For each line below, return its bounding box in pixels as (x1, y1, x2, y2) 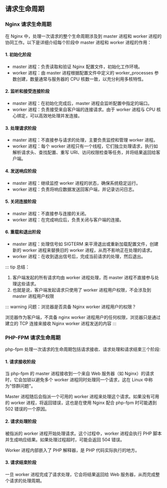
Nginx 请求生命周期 (5, 21, 52, 28)
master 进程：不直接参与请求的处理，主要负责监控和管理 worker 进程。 (12, 137, 158, 143)
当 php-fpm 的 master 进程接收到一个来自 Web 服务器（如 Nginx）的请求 (5, 371, 155, 377)
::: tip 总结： (5, 264, 30, 270)
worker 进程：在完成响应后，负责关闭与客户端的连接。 (12, 217, 124, 223)
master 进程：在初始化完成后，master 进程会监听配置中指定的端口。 (12, 100, 153, 106)
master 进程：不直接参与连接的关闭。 (12, 210, 89, 216)
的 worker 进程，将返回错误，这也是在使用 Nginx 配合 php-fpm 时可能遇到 (5, 400, 157, 406)
